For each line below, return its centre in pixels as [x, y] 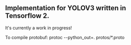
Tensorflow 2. [27, 16]
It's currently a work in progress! [39, 28]
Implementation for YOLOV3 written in [65, 8]
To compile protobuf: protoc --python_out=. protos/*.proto [65, 37]
